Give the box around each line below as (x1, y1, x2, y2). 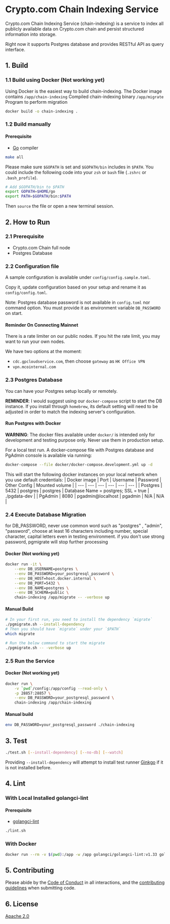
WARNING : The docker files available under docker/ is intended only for (5, 431, 155, 438)
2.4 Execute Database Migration (5, 511, 87, 518)
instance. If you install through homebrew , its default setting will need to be (5, 403, 158, 409)
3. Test (5, 736, 27, 745)
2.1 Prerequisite (5, 233, 44, 240)
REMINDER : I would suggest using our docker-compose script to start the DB (5, 398, 162, 404)
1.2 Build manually (5, 121, 51, 128)
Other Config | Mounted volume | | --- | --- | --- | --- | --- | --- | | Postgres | (5, 482, 162, 488)
